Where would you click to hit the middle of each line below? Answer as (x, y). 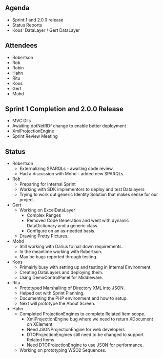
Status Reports (27, 25)
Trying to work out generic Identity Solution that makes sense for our (89, 194)
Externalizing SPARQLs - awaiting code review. (66, 168)
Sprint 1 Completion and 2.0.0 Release (64, 109)
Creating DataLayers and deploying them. (61, 273)
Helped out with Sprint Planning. (52, 293)
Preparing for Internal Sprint (48, 184)
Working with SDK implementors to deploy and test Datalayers (82, 190)
